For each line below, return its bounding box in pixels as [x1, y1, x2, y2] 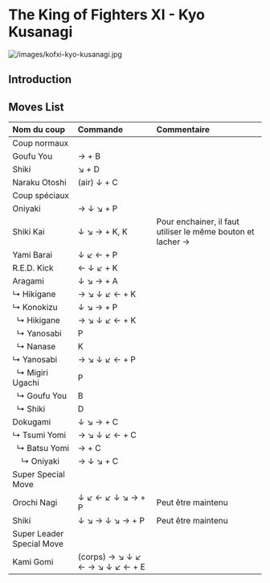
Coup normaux [12, 138, 69, 149]
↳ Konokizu [12, 302, 58, 313]
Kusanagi [8, 23, 73, 41]
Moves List [8, 100, 64, 114]
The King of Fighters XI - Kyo [8, 6, 206, 24]
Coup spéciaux [12, 190, 70, 201]
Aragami [12, 275, 44, 287]
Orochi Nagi [12, 497, 58, 508]
